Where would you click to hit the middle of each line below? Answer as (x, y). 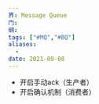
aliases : (22, 45)
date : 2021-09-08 (37, 59)
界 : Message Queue (38, 15)
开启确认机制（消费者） (57, 91)
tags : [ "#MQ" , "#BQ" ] (42, 37)
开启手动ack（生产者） (57, 82)
